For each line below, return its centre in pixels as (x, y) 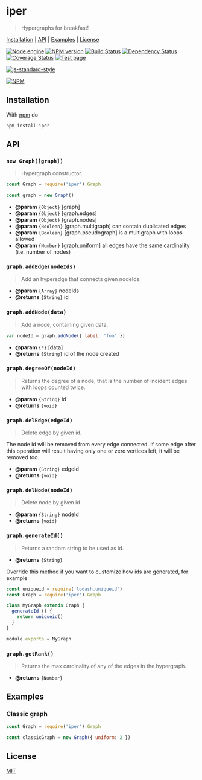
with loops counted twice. (53, 387)
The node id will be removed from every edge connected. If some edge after (101, 445)
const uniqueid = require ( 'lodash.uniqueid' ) (64, 589)
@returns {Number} (39, 678)
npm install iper (28, 126)
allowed (25, 239)
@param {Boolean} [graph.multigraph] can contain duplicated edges (100, 226)
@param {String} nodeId (47, 514)
